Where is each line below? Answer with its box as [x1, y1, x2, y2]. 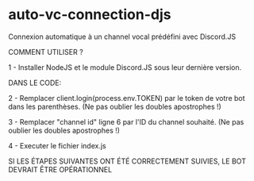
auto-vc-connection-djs [8, 6, 171, 24]
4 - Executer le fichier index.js [8, 141, 106, 150]
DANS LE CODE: [8, 78, 62, 87]
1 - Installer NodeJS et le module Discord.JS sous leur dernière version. [8, 62, 242, 72]
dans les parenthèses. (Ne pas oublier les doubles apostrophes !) [8, 102, 222, 111]
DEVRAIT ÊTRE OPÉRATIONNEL [8, 164, 113, 174]
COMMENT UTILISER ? [8, 47, 83, 56]
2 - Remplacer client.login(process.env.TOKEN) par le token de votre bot [8, 93, 245, 102]
